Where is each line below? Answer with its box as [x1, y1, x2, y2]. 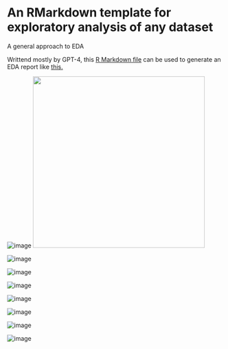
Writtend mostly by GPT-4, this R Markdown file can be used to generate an [7, 55, 221, 63]
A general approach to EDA [7, 42, 84, 50]
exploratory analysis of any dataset [7, 19, 214, 35]
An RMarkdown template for [7, 5, 172, 21]
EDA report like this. [7, 62, 63, 71]
